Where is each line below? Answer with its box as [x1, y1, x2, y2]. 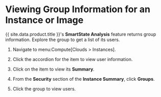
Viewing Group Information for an [5, 4, 151, 15]
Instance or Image [5, 14, 84, 26]
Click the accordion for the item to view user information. [12, 56, 133, 62]
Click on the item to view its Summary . [12, 66, 95, 72]
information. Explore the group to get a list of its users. [5, 37, 120, 43]
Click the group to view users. [12, 85, 76, 92]
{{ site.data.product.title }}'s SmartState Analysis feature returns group [5, 31, 156, 37]
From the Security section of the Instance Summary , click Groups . [12, 76, 155, 82]
